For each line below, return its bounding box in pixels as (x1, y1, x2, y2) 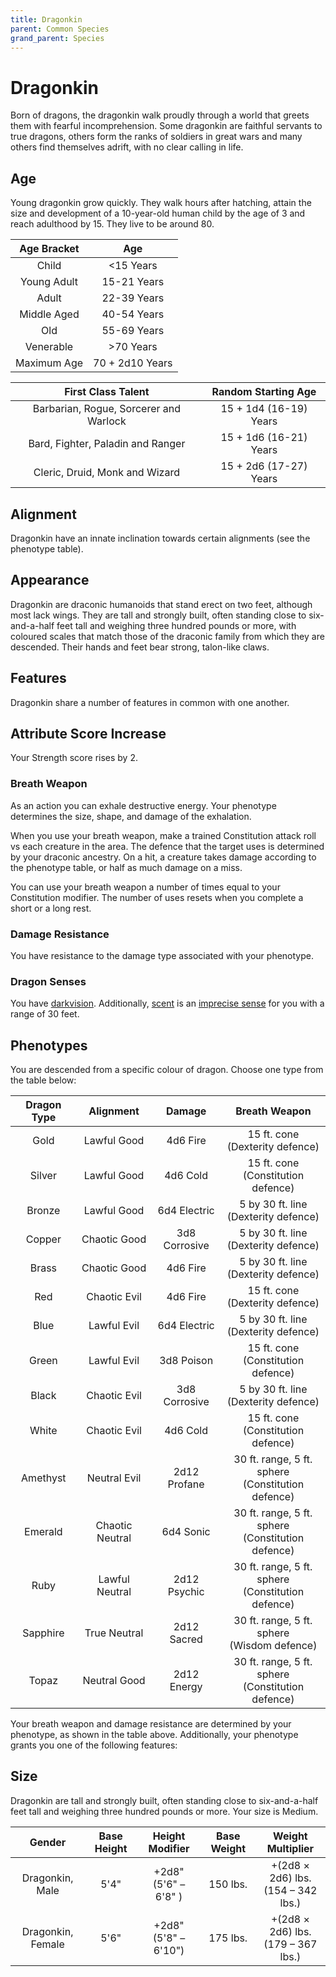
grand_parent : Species (10, 33, 105, 43)
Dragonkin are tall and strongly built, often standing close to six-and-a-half (10, 1794, 319, 1806)
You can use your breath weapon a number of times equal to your (10, 881, 281, 893)
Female (30, 1937, 65, 1951)
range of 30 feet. (10, 1008, 80, 1020)
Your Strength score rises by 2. (10, 752, 138, 764)
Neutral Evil (86, 1471, 142, 1485)
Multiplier (266, 1841, 315, 1855)
